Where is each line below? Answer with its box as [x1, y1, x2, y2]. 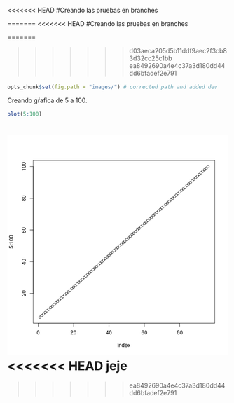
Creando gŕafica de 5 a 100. [7, 96, 88, 104]
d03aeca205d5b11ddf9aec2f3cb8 [129, 47, 228, 55]
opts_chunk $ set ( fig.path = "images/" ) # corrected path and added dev [7, 83, 218, 90]
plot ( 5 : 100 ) [7, 110, 42, 118]
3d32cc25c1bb [129, 54, 173, 62]
